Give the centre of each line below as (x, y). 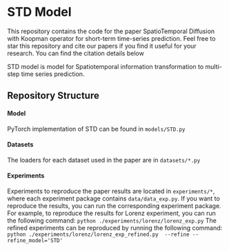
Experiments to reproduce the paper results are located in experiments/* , (111, 191)
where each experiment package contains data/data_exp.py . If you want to (114, 198)
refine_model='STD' (35, 240)
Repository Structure (53, 96)
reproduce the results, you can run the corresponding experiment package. (114, 205)
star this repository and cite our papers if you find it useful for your (102, 46)
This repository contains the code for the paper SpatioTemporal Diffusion (111, 31)
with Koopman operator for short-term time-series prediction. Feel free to (111, 38)
